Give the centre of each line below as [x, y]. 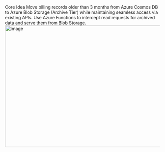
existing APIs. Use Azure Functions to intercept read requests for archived [80, 17]
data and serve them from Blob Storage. [46, 23]
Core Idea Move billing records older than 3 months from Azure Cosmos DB [82, 7]
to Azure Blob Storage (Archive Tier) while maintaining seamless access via [82, 12]
